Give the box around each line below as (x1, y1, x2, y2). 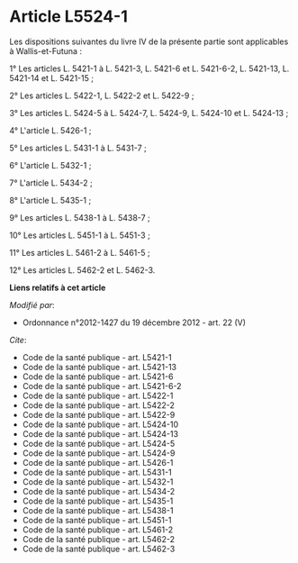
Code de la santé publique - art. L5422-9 (22, 409, 176, 420)
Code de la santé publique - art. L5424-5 (22, 438, 176, 449)
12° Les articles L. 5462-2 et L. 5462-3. (9, 264, 156, 276)
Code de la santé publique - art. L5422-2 (22, 399, 176, 411)
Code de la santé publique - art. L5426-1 (22, 457, 174, 468)
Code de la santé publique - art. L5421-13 (22, 361, 177, 372)
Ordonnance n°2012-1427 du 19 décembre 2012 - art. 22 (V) (22, 317, 246, 328)
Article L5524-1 (9, 6, 129, 27)
